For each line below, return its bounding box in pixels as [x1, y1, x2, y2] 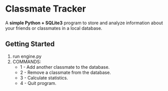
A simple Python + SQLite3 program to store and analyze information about [5, 20, 163, 26]
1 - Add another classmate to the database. [20, 64, 110, 70]
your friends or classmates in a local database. [5, 25, 102, 31]
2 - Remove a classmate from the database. [20, 69, 111, 75]
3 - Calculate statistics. [20, 74, 68, 81]
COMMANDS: [12, 59, 41, 65]
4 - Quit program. [20, 80, 57, 86]
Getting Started [5, 40, 55, 49]
